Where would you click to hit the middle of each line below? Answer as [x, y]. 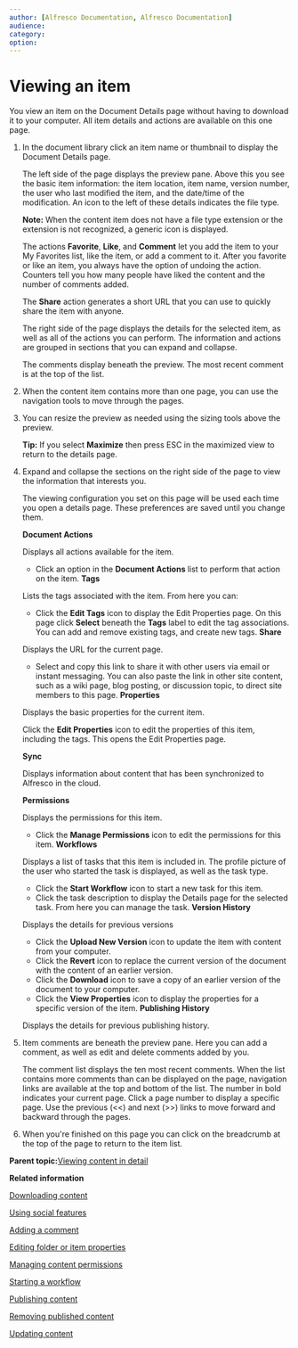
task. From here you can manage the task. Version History [143, 908]
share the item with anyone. [73, 311]
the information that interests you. [84, 481]
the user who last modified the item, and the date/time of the [133, 193]
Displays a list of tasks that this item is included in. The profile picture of [154, 862]
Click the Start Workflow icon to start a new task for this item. [149, 889]
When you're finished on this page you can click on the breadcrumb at [151, 1134]
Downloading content [48, 1196]
